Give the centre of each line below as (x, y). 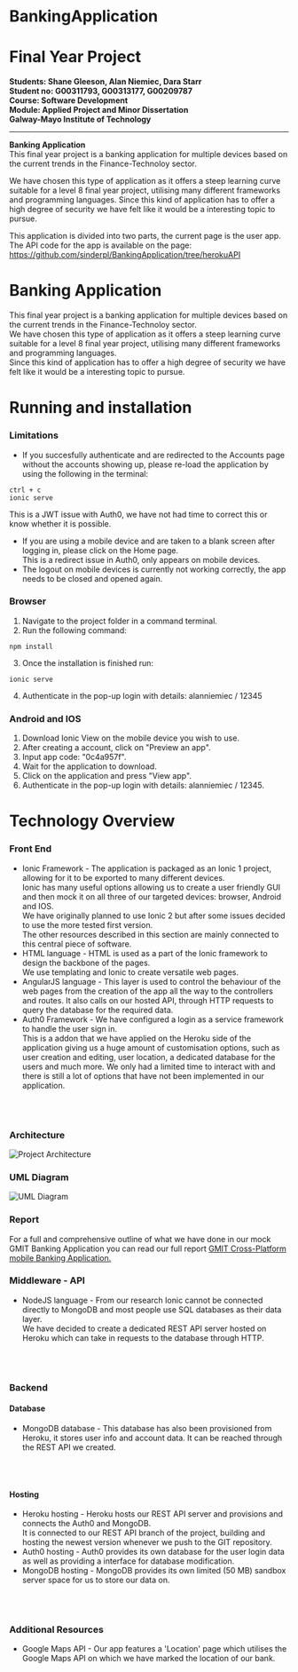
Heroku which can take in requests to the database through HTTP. (143, 1337)
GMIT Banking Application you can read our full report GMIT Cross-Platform (148, 1248)
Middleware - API (47, 1280)
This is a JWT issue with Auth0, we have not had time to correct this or (138, 514)
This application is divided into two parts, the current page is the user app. (145, 236)
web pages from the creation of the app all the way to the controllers (147, 991)
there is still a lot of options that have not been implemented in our (143, 1075)
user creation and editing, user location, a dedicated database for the (149, 1057)
